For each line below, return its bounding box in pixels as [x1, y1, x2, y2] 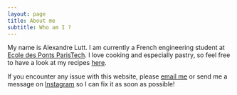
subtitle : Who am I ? [7, 24, 72, 31]
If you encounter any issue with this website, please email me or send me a [7, 72, 228, 81]
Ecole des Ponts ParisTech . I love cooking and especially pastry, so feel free [7, 51, 231, 59]
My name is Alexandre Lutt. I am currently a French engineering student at [7, 44, 226, 52]
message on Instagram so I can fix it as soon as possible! [7, 80, 175, 89]
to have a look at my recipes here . [7, 59, 107, 67]
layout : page [7, 10, 46, 18]
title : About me [7, 17, 56, 24]
